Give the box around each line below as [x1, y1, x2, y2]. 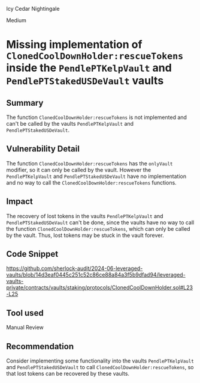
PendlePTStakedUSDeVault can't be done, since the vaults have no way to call [6, 219, 195, 226]
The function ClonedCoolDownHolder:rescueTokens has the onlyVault [6, 159, 173, 167]
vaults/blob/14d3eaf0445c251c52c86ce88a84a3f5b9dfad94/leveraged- [6, 271, 186, 278]
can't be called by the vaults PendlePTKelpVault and [6, 120, 134, 127]
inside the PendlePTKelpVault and [6, 61, 172, 75]
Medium [6, 17, 27, 23]
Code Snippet [6, 249, 59, 259]
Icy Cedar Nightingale [6, 5, 60, 12]
